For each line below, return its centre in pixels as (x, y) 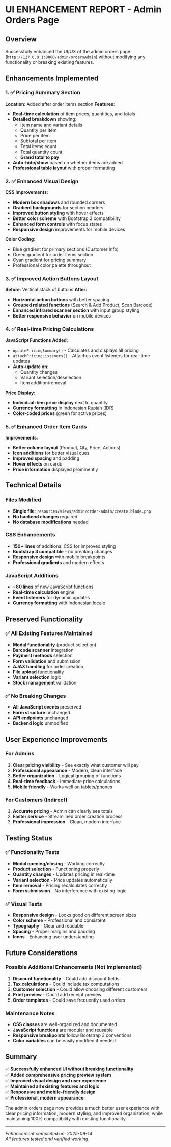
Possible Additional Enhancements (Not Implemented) (74, 967)
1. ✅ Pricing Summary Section (43, 93)
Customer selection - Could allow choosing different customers (80, 989)
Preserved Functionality (44, 619)
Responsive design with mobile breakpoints (59, 557)
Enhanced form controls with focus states (57, 224)
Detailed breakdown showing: (45, 119)
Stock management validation (45, 682)
